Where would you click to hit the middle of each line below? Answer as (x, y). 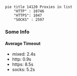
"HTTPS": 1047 (28, 15)
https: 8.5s (23, 64)
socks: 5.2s (23, 70)
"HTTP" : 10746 (29, 11)
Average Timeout (23, 43)
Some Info (17, 31)
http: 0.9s (22, 59)
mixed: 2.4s (24, 54)
